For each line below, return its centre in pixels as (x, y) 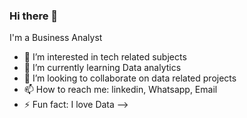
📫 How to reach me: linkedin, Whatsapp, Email (120, 90)
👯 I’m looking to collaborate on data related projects (130, 78)
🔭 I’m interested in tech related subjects (105, 57)
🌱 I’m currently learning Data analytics (102, 68)
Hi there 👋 (34, 16)
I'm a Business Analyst (56, 38)
